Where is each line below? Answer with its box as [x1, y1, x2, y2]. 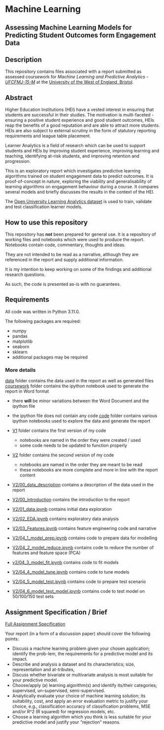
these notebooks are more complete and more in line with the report [19, 467, 158, 473]
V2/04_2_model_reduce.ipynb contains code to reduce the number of [12, 545, 154, 551]
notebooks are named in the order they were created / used [19, 437, 141, 443]
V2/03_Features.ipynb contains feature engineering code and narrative [12, 525, 157, 531]
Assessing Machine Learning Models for [5, 23, 132, 32]
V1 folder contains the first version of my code [12, 427, 106, 434]
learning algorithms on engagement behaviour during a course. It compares [5, 184, 159, 190]
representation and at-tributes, [12, 666, 75, 672]
